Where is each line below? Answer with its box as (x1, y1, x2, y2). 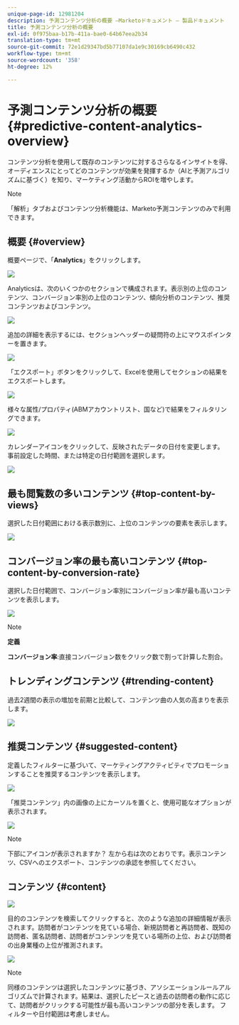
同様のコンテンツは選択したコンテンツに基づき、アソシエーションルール (7, 983, 219, 992)
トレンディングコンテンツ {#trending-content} (7, 675, 215, 687)
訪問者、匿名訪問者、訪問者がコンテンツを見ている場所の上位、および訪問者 (7, 932, 232, 940)
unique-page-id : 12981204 (7, 10, 84, 18)
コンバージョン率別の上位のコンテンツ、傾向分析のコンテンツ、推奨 (31, 293, 230, 302)
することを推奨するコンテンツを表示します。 (13, 769, 144, 778)
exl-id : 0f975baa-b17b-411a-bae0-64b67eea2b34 (7, 30, 148, 38)
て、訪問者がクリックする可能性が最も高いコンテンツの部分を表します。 (7, 1001, 218, 1009)
